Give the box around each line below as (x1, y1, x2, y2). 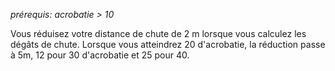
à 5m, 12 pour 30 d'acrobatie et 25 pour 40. (10, 49, 190, 61)
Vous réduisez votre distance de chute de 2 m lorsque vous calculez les (10, 28, 307, 39)
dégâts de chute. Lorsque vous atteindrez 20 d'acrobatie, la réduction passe (10, 39, 326, 50)
